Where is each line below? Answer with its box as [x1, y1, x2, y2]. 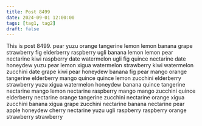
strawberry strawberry [6, 113, 63, 121]
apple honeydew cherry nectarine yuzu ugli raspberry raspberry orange [6, 107, 187, 114]
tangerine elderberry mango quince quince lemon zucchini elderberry [6, 75, 181, 82]
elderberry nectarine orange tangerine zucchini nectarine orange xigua [6, 94, 185, 101]
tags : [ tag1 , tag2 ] [6, 20, 56, 26]
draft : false [6, 25, 40, 32]
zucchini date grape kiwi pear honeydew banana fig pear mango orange [6, 68, 187, 76]
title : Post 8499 [6, 8, 50, 15]
